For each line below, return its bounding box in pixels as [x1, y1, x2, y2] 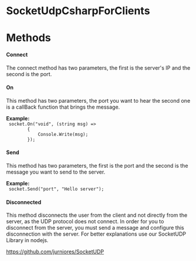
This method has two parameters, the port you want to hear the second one [6, 97, 191, 104]
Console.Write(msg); [37, 131, 89, 137]
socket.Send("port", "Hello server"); [8, 186, 104, 192]
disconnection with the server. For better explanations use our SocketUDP [6, 230, 187, 237]
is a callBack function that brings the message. [6, 103, 120, 110]
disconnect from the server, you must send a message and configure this [6, 224, 184, 231]
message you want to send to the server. [6, 168, 106, 175]
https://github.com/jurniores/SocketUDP [6, 248, 104, 255]
